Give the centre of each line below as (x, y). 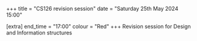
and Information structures (39, 33)
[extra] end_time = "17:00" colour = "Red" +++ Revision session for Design (98, 26)
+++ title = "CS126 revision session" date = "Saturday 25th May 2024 (92, 9)
